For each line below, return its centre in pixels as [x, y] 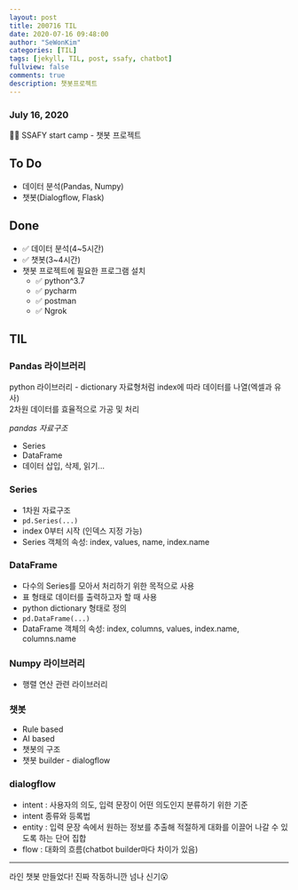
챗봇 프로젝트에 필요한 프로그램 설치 [84, 270]
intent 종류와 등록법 [56, 815]
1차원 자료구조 [46, 510]
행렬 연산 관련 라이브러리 [65, 685]
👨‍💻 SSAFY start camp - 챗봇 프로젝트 [75, 135]
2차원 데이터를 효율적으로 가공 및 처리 [74, 409]
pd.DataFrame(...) [56, 619]
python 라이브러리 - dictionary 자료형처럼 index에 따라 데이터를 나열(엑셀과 [141, 387]
